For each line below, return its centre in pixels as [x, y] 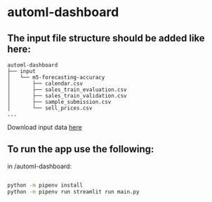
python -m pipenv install [45, 185]
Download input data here [45, 127]
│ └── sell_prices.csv [50, 108]
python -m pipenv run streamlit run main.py [73, 191]
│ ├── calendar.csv [45, 83]
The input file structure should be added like [106, 38]
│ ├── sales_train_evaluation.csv [67, 90]
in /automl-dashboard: [40, 166]
